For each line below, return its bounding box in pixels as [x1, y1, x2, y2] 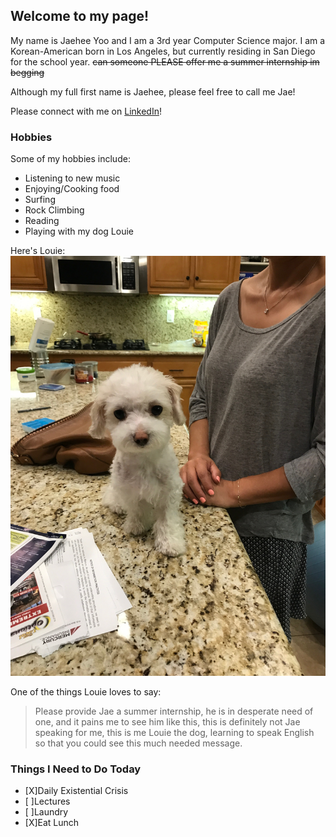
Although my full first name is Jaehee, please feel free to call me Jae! [10, 85, 296, 98]
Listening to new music [24, 172, 121, 184]
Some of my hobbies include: [10, 153, 131, 165]
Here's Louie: [10, 245, 66, 257]
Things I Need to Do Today [10, 762, 142, 776]
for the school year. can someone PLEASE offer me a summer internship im [10, 55, 320, 68]
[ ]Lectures [24, 795, 71, 808]
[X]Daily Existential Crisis [24, 785, 129, 797]
